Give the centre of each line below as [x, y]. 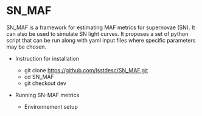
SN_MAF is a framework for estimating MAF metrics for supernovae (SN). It [101, 27]
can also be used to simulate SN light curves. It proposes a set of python [97, 33]
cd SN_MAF [39, 77]
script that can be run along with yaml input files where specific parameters [101, 40]
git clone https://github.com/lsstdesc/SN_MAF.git [86, 70]
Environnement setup [51, 106]
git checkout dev [45, 83]
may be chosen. [26, 47]
